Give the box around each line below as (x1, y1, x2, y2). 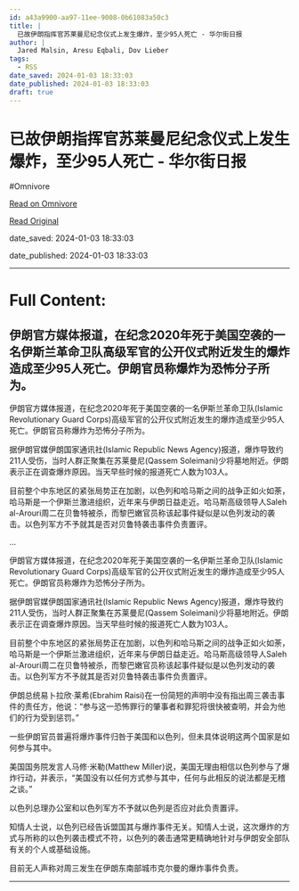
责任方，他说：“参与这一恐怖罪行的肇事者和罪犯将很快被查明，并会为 (24, 701, 279, 712)
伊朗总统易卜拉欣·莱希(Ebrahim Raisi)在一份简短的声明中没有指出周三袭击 (9, 690, 278, 701)
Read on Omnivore (9, 198, 77, 210)
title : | (9, 21, 42, 30)
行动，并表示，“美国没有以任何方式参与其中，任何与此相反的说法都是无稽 (16, 772, 287, 783)
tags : (9, 54, 29, 63)
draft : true (9, 87, 53, 96)
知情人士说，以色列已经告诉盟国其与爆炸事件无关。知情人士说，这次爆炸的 (9, 821, 282, 832)
